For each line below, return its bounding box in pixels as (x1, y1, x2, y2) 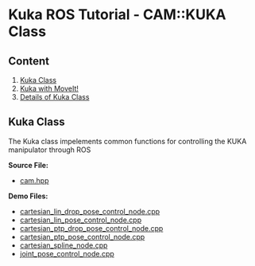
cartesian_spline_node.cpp (19, 241, 108, 250)
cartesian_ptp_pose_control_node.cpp (19, 232, 145, 241)
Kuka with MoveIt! (19, 84, 79, 93)
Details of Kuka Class (19, 92, 90, 101)
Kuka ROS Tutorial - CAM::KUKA (8, 6, 226, 24)
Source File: (8, 160, 49, 170)
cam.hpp (19, 175, 49, 185)
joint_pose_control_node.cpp (19, 248, 115, 258)
